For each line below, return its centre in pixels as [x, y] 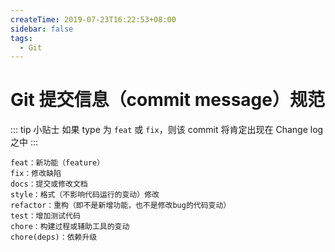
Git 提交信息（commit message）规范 [167, 100]
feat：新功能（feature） [57, 163]
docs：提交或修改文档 [49, 184]
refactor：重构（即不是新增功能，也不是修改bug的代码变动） [121, 206]
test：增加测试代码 [45, 216]
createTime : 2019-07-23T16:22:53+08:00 [93, 19]
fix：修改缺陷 [36, 174]
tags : [21, 38]
